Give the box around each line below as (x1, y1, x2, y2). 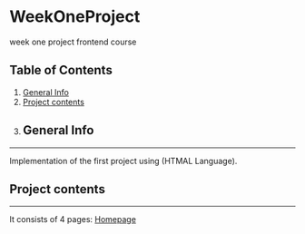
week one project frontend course (9, 36, 137, 47)
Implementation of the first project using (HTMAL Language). (9, 155, 238, 166)
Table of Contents (9, 63, 113, 78)
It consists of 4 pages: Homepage (9, 214, 136, 225)
